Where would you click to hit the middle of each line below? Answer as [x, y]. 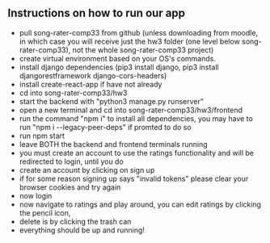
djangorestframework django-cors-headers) [93, 75]
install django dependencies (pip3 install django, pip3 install [119, 67]
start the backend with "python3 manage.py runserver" [111, 101]
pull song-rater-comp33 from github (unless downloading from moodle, [139, 32]
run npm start [42, 136]
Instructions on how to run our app [97, 13]
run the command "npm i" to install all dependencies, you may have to [136, 118]
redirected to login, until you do [72, 161]
